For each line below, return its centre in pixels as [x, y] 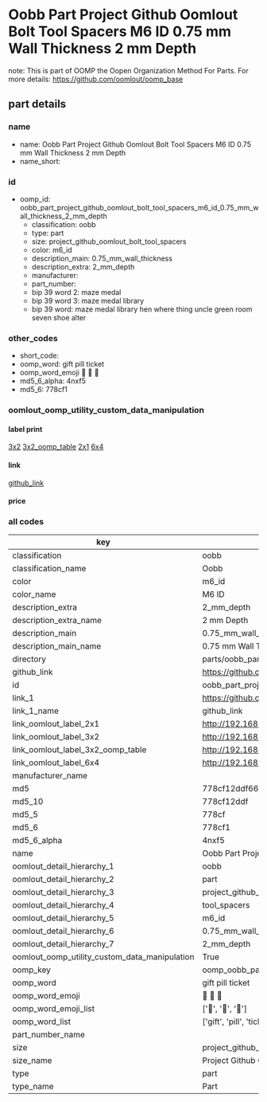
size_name [32, 1061]
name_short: [40, 161]
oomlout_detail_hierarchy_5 [63, 918]
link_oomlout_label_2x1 [56, 724]
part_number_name [48, 1035]
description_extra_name [57, 621]
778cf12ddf [225, 802]
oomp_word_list [42, 1022]
